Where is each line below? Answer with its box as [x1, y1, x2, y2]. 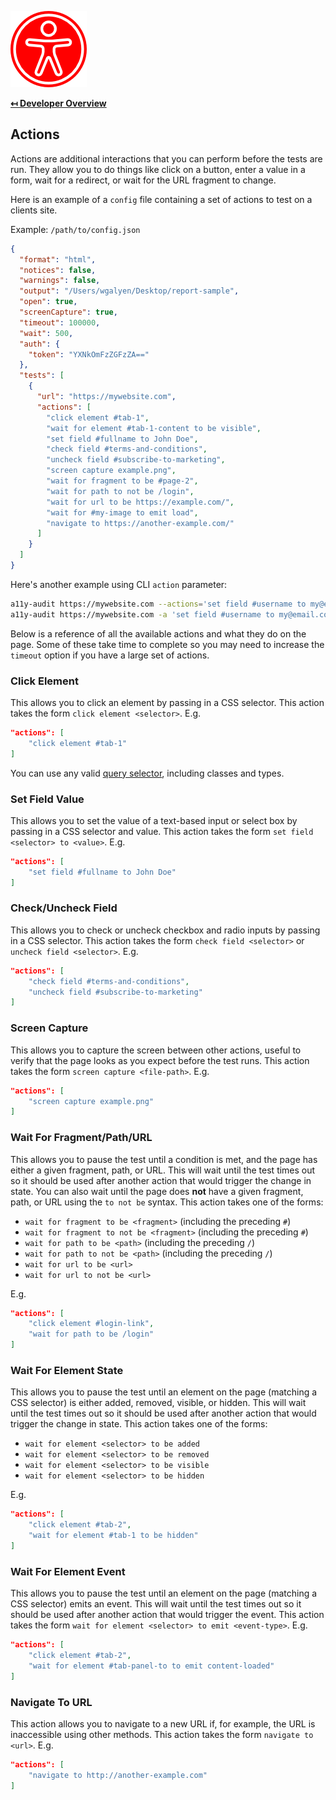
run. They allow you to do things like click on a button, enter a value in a [10, 163, 306, 175]
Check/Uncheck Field [10, 901, 118, 915]
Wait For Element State [10, 1363, 124, 1377]
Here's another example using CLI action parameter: [10, 578, 228, 590]
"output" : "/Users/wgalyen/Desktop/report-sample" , [19, 286, 240, 296]
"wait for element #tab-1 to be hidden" [28, 1531, 199, 1541]
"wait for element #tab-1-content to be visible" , [46, 423, 262, 433]
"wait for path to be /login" [28, 1329, 155, 1340]
